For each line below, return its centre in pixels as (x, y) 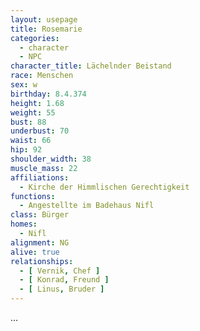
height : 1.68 (37, 103)
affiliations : (40, 177)
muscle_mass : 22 (44, 168)
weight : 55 (33, 112)
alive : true (35, 252)
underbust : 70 (40, 131)
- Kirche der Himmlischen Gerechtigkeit (104, 187)
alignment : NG (40, 242)
